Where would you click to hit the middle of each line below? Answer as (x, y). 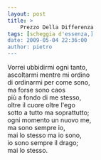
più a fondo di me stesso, (44, 97)
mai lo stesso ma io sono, (44, 135)
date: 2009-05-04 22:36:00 (47, 41)
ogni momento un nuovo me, (49, 120)
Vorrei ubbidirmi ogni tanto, (47, 67)
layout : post (27, 14)
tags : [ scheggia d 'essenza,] (51, 34)
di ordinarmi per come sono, (49, 82)
